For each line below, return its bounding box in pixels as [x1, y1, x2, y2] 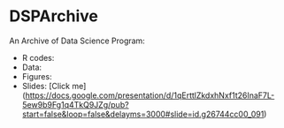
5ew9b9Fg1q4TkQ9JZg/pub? [21, 99, 130, 109]
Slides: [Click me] [21, 80, 87, 91]
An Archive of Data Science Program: [9, 35, 146, 46]
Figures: [21, 71, 52, 81]
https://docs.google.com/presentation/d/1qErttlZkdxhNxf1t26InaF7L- [25, 90, 275, 101]
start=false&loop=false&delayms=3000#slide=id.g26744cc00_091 [21, 109, 265, 119]
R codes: [21, 52, 55, 63]
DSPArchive [9, 6, 99, 26]
